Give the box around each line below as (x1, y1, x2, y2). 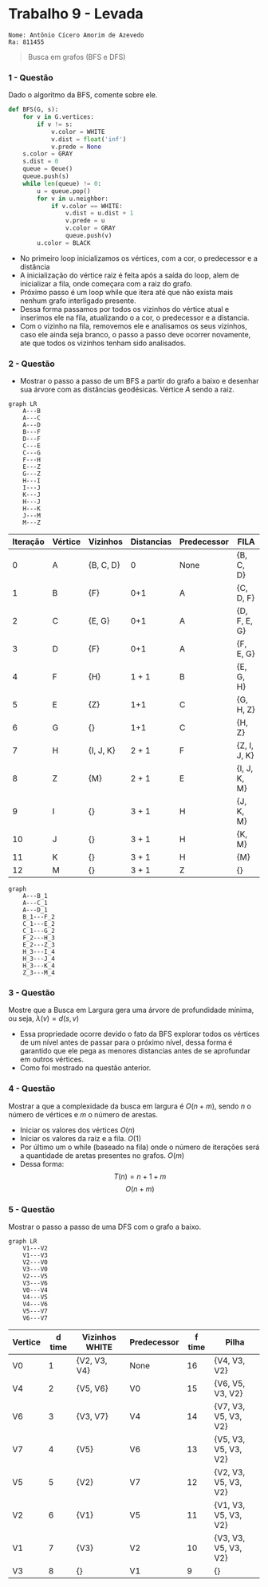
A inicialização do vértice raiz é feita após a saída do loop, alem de (19, 270, 239, 280)
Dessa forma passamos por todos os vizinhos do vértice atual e (19, 304, 230, 313)
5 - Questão (8, 1203, 55, 1215)
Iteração (12, 536, 45, 547)
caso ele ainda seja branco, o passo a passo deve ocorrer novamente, (19, 329, 251, 339)
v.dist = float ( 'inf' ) (50, 135, 127, 144)
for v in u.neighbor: (37, 195, 109, 203)
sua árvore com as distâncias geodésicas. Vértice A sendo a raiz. (19, 384, 235, 395)
